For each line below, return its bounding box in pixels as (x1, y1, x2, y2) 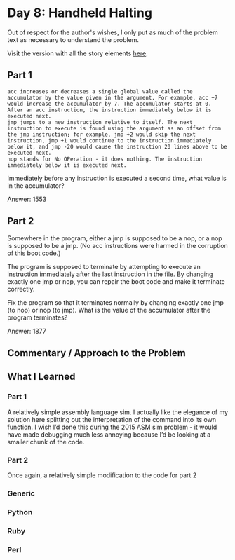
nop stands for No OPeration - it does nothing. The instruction (7, 156, 202, 163)
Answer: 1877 (7, 327, 47, 335)
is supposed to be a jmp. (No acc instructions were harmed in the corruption (7, 241, 228, 250)
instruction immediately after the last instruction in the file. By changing (7, 270, 213, 278)
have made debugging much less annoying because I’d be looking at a (7, 430, 211, 439)
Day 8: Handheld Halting (7, 5, 153, 21)
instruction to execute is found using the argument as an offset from (7, 125, 221, 132)
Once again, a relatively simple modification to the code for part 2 (7, 471, 197, 479)
